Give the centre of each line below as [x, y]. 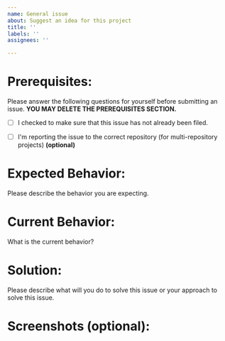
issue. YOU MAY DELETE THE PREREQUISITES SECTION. [92, 109]
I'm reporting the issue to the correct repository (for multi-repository [117, 137]
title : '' [22, 27]
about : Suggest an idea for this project [70, 21]
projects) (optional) [46, 145]
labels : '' [23, 34]
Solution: [35, 270]
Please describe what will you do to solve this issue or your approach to [112, 290]
